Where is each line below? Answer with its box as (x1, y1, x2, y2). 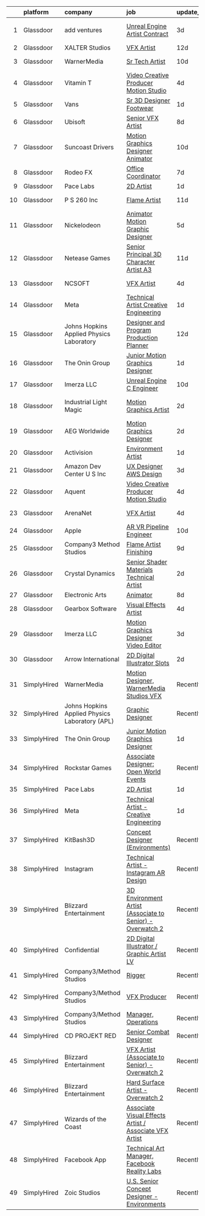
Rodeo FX (64, 168, 93, 176)
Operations (126, 1018, 159, 1026)
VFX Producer (126, 993, 167, 1000)
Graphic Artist (126, 950, 167, 958)
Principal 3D (126, 250, 162, 258)
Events (126, 775, 146, 783)
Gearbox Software (64, 604, 117, 613)
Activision (64, 448, 93, 457)
